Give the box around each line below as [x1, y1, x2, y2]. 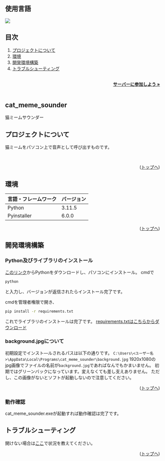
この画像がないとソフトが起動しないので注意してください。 [13, 375, 134, 380]
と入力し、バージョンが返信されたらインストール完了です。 [5, 289, 125, 295]
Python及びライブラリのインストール [5, 257, 93, 264]
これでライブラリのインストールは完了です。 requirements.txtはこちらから [5, 318, 156, 324]
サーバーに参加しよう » [112, 81, 160, 87]
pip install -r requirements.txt [5, 309, 74, 314]
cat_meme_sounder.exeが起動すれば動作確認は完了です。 [5, 410, 122, 416]
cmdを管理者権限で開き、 [5, 299, 57, 305]
